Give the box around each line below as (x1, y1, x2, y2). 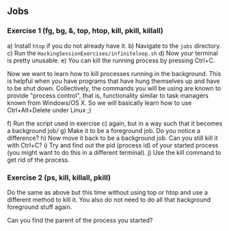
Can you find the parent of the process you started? (7, 216, 153, 224)
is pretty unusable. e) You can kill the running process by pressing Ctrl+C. (7, 56, 215, 64)
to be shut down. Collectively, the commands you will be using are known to (7, 84, 221, 92)
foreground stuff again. (7, 202, 72, 211)
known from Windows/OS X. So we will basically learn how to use (7, 99, 192, 107)
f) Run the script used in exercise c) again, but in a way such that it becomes (7, 119, 223, 127)
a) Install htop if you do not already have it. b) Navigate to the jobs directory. (7, 41, 221, 50)
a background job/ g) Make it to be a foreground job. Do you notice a (7, 126, 200, 134)
